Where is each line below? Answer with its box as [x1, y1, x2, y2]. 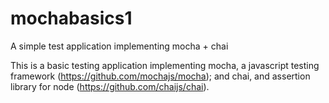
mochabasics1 [10, 7, 133, 30]
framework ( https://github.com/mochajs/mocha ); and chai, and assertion [10, 70, 311, 82]
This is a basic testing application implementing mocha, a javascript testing [10, 59, 320, 71]
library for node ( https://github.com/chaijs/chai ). [10, 80, 210, 92]
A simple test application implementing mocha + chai [10, 40, 229, 52]
